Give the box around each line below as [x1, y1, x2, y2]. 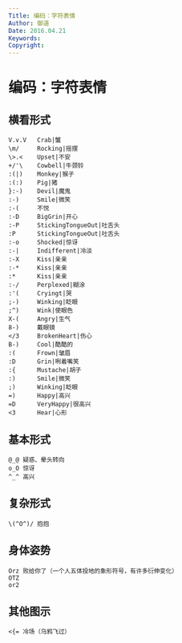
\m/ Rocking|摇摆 [8, 145, 79, 153]
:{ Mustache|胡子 [8, 366, 82, 374]
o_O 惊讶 [8, 464, 35, 472]
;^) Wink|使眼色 [8, 306, 74, 315]
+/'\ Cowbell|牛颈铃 [8, 162, 84, 170]
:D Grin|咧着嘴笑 [8, 358, 79, 366]
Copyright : [8, 42, 45, 50]
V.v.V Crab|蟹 [8, 136, 62, 144]
